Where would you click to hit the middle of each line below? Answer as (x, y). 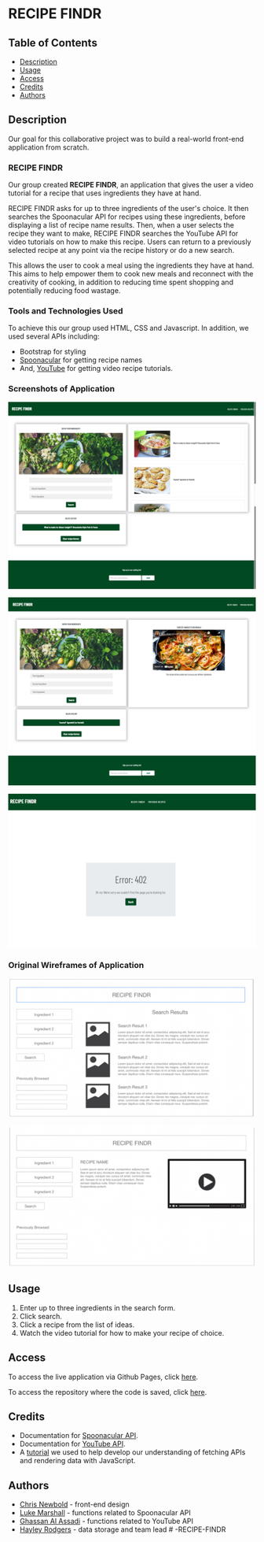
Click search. (41, 1316)
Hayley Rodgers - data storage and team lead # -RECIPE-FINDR (123, 1529)
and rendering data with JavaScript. (77, 1461)
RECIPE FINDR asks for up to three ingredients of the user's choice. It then (128, 209)
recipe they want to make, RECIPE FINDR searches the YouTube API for (123, 234)
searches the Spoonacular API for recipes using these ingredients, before (127, 217)
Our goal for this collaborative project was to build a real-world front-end (126, 139)
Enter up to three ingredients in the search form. (97, 1307)
